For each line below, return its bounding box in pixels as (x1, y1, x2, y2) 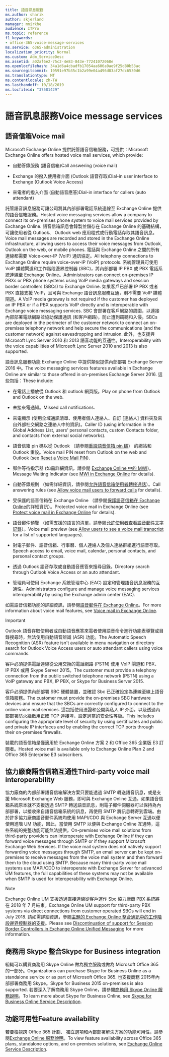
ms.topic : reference (5, 31, 49, 36)
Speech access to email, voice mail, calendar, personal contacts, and (12, 547, 156, 553)
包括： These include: (9, 378, 54, 384)
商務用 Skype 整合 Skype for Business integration (5, 947, 161, 956)
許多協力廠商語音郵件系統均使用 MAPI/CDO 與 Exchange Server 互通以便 (9, 815, 161, 821)
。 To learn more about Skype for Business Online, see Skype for (18, 993, 152, 999)
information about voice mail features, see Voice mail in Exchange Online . (5, 607, 157, 613)
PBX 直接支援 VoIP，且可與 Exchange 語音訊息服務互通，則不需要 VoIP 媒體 (5, 289, 162, 295)
